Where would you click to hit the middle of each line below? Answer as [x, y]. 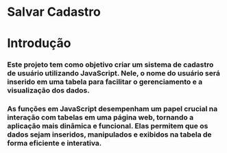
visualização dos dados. [49, 91]
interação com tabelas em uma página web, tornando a [100, 117]
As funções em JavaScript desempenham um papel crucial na [112, 109]
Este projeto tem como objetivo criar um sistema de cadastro [110, 64]
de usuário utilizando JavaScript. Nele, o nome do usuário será [114, 73]
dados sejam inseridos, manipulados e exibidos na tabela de [109, 134]
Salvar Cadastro [54, 12]
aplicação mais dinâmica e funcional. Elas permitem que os [108, 126]
